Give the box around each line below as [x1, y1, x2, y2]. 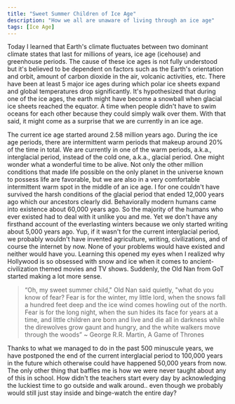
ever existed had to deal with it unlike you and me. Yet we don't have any [7, 213, 218, 221]
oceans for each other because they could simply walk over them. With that [7, 109, 226, 118]
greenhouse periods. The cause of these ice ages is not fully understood [7, 58, 217, 66]
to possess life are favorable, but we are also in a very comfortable [7, 175, 200, 184]
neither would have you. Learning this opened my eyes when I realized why [7, 250, 225, 258]
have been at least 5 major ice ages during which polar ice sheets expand [7, 80, 220, 88]
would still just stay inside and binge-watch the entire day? [7, 389, 177, 397]
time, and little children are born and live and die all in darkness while [24, 316, 224, 324]
